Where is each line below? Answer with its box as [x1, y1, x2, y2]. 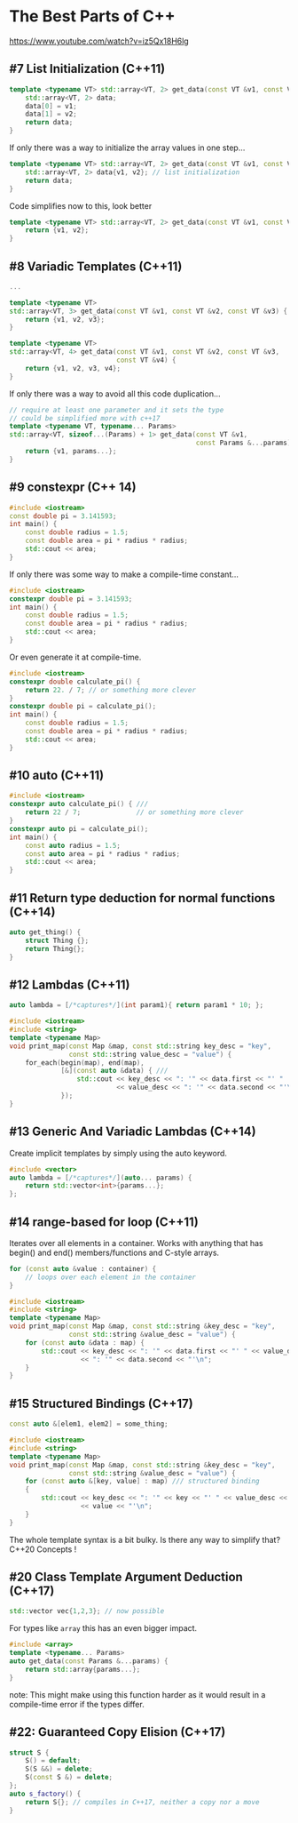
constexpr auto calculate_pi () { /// [9, 800, 149, 809]
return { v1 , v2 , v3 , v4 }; [25, 364, 122, 372]
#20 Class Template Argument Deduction [9, 1570, 244, 1585]
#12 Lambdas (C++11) [9, 977, 130, 992]
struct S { [9, 1748, 50, 1757]
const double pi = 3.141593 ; [9, 511, 117, 521]
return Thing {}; [25, 944, 86, 953]
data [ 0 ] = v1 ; [25, 101, 77, 110]
